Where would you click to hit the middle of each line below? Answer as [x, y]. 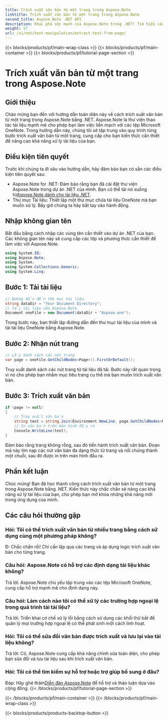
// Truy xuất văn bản [39, 417]
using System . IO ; [23, 253]
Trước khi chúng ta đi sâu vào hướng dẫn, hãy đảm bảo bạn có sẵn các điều [83, 169]
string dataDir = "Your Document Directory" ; [53, 304]
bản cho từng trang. [26, 552]
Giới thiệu [20, 102]
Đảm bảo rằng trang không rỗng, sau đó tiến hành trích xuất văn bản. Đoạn [82, 445]
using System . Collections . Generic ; [42, 267]
